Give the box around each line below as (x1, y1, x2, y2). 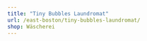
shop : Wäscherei (7, 23, 55, 30)
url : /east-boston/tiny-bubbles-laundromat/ (7, 17, 141, 24)
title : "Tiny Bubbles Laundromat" (7, 10, 110, 17)
